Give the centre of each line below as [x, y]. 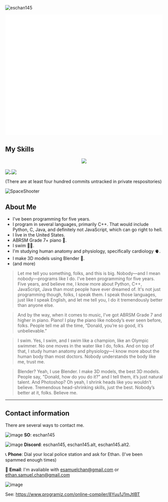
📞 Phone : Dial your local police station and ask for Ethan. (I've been [74, 454]
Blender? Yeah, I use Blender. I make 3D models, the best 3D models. [88, 371]
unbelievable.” [32, 331]
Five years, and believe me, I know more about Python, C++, [80, 284]
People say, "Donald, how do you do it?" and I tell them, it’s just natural [90, 377]
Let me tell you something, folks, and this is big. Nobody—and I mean [89, 273]
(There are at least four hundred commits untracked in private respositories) [83, 181]
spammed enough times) [31, 459]
